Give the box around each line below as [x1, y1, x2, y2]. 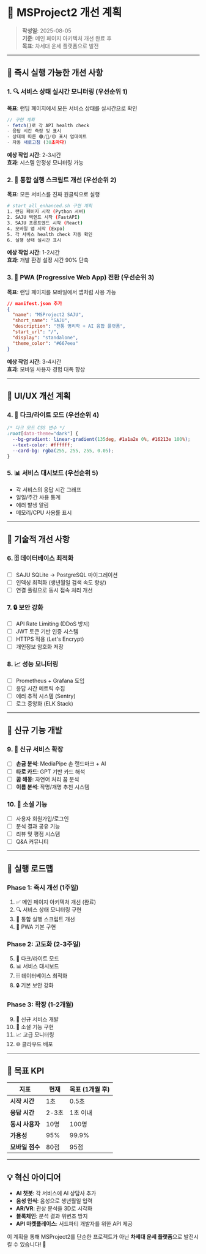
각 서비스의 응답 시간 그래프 [15, 485, 82, 493]
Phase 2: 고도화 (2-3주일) [7, 940, 81, 948]
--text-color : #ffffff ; [12, 441, 73, 448]
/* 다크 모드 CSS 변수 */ [7, 425, 65, 431]
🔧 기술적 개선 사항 [7, 534, 70, 545]
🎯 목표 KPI [7, 1065, 45, 1076]
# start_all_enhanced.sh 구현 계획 [7, 203, 92, 209]
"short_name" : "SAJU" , [12, 317, 70, 324]
